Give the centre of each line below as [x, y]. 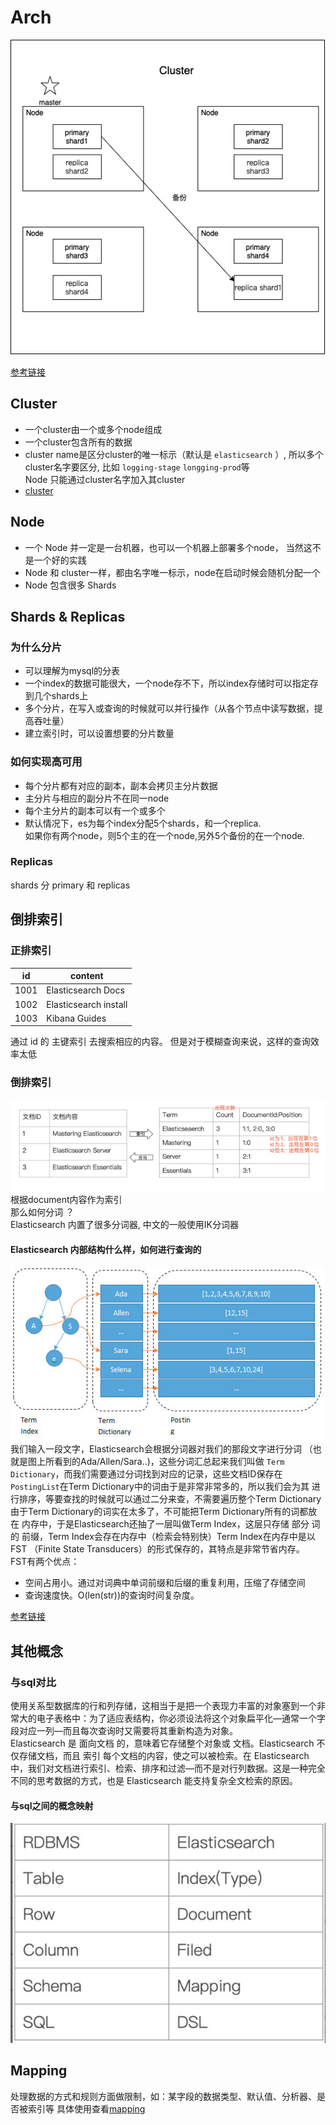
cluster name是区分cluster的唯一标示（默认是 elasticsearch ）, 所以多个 [174, 454]
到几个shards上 [56, 696]
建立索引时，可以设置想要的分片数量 [99, 733]
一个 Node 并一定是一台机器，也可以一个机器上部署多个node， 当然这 [168, 547]
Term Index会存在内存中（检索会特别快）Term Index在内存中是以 [181, 1537]
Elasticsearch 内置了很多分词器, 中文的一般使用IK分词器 [124, 1225]
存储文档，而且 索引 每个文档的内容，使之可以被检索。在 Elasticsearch [164, 1755]
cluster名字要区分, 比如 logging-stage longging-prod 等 [137, 467]
